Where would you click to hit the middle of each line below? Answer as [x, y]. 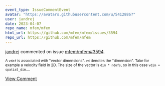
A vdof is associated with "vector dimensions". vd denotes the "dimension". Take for [77, 61]
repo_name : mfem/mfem [28, 28]
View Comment [21, 79]
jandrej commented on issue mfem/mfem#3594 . [55, 51]
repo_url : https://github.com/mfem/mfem [48, 38]
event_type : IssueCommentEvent [38, 10]
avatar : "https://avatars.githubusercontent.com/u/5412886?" [70, 14]
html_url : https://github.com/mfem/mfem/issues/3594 [61, 33]
